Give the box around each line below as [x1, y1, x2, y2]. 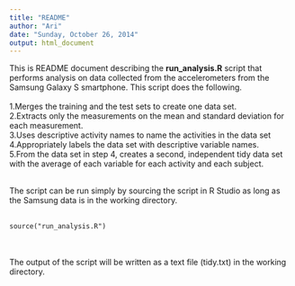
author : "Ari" [9, 22, 63, 31]
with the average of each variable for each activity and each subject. [9, 158, 264, 169]
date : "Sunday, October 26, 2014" [9, 30, 139, 39]
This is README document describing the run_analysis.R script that [9, 63, 263, 74]
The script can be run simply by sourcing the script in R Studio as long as [9, 185, 281, 196]
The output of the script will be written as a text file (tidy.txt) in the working [9, 257, 287, 268]
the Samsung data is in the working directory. [9, 195, 178, 206]
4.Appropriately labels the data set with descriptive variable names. [9, 139, 259, 150]
